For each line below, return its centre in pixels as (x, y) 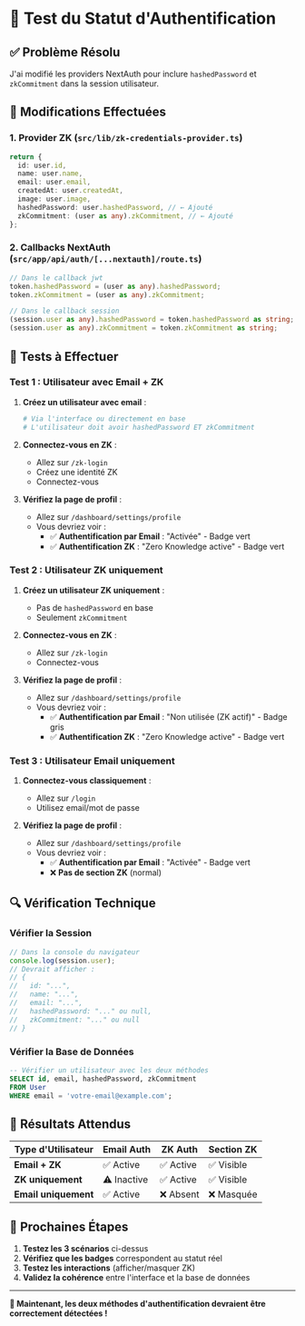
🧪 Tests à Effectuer (64, 357)
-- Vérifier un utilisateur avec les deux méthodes (109, 1070)
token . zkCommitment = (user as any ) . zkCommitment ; (107, 294)
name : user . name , (50, 174)
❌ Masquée (233, 1194)
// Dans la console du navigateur (75, 952)
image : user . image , (54, 199)
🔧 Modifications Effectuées (88, 112)
